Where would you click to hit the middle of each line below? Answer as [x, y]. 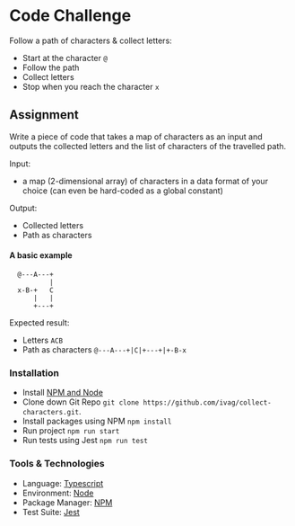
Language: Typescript [63, 483]
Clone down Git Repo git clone [81, 402]
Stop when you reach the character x [91, 86]
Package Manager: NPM [67, 502]
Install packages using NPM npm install [97, 421]
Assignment [44, 115]
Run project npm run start [71, 431]
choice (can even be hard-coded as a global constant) [123, 191]
